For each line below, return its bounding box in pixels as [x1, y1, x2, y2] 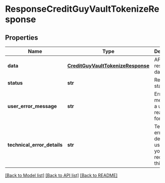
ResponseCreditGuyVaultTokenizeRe [5, 3, 160, 15]
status [7, 79, 23, 86]
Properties [5, 33, 38, 42]
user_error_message [7, 103, 57, 109]
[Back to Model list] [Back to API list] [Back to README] [5, 173, 118, 178]
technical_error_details [7, 141, 63, 148]
